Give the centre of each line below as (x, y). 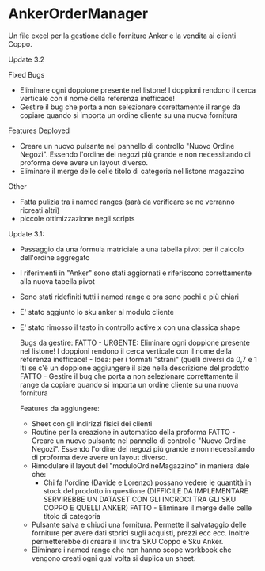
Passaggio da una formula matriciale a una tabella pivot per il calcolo (132, 249)
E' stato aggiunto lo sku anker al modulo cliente (97, 312)
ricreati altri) (40, 210)
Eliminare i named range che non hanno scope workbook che (131, 550)
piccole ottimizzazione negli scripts (77, 218)
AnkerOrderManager (78, 14)
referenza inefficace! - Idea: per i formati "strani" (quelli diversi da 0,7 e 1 (138, 359)
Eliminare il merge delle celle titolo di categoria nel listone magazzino (132, 171)
